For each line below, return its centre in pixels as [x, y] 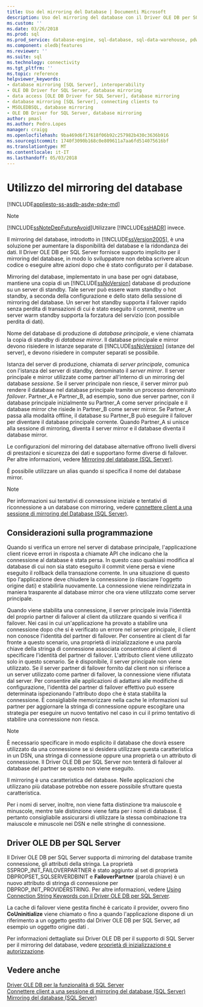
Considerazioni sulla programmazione [80, 533]
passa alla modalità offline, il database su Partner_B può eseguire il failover [100, 416]
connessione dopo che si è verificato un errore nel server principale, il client [101, 630]
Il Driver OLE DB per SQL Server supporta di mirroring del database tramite [100, 857]
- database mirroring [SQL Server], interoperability [76, 85]
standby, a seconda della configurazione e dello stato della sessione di [95, 296]
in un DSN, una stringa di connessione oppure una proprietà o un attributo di [101, 756]
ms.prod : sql [23, 34]
